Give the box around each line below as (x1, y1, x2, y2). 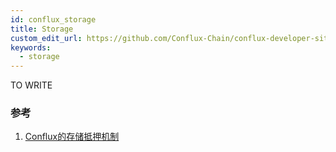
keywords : (10, 42, 52, 53)
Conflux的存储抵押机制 (24, 131, 120, 143)
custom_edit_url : (10, 33, 83, 43)
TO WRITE (10, 79, 53, 91)
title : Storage (10, 24, 74, 34)
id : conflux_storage (10, 14, 97, 25)
